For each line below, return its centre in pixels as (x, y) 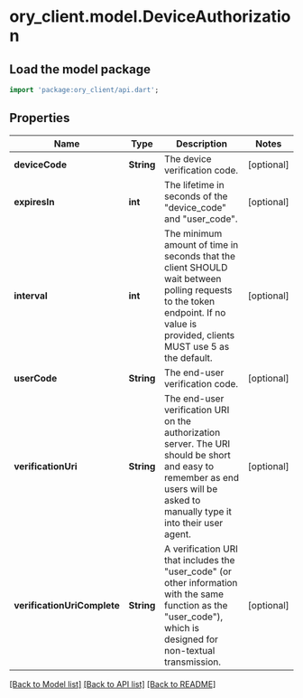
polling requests (198, 289)
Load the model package (80, 69)
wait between (193, 278)
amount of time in (201, 244)
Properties (40, 118)
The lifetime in (194, 184)
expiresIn (34, 202)
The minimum (193, 233)
